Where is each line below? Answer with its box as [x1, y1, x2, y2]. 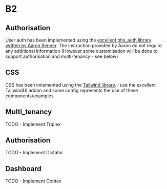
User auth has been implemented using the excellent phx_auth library [5, 37, 152, 43]
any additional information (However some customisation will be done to [5, 48, 158, 54]
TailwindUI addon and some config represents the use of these [5, 87, 138, 93]
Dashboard [5, 164, 41, 173]
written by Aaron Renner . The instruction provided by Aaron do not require [5, 43, 162, 49]
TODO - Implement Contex [5, 178, 61, 184]
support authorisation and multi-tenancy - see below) [5, 53, 118, 59]
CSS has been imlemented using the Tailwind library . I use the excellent [5, 81, 156, 88]
